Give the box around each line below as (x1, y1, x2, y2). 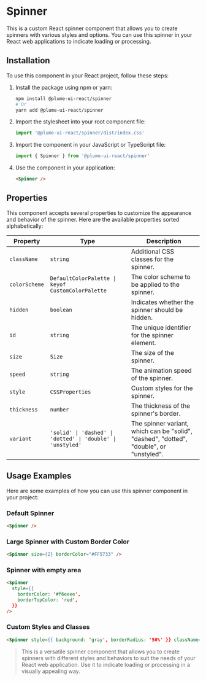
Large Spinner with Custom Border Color (6, 537, 130, 546)
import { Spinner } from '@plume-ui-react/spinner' (15, 153, 150, 159)
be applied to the (131, 280, 180, 289)
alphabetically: (6, 222, 44, 230)
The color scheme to (131, 272, 191, 281)
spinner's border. (131, 409, 181, 418)
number (50, 406, 69, 413)
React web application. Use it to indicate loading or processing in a (21, 661, 191, 668)
